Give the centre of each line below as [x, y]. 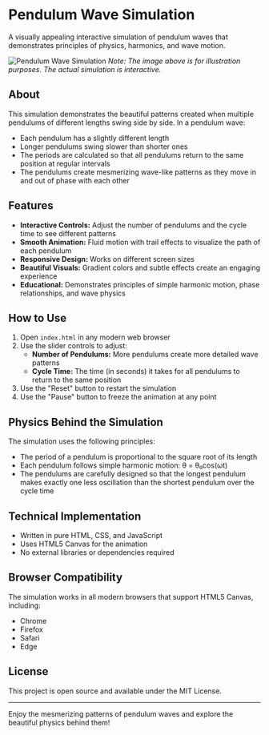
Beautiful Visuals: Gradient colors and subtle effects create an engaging [140, 267]
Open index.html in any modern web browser [95, 337]
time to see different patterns [68, 233]
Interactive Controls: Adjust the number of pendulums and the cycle [133, 225]
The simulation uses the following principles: [82, 441]
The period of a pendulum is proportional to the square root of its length [139, 457]
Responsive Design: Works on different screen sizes [107, 259]
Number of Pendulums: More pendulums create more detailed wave [145, 355]
